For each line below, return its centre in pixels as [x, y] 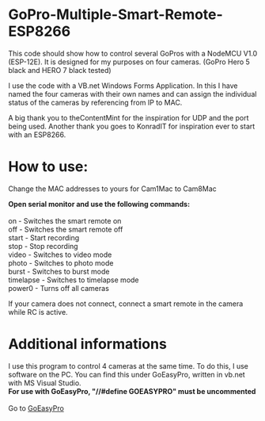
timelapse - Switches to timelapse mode [74, 280]
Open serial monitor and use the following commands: [99, 204]
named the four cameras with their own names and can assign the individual [132, 94]
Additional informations [88, 344]
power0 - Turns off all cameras [59, 288]
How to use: [48, 167]
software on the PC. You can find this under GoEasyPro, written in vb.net [127, 374]
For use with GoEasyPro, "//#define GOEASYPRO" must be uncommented [132, 391]
